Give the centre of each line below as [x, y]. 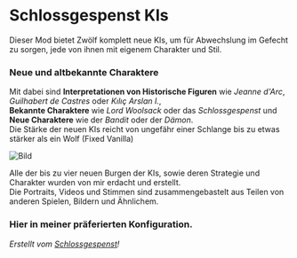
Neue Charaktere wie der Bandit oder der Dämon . [101, 120]
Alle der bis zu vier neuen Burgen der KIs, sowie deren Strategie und [135, 173]
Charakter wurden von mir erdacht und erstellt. [95, 183]
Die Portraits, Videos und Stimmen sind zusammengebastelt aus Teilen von [147, 192]
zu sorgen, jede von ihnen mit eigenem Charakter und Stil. [116, 49]
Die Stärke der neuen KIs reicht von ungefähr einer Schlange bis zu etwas [144, 129]
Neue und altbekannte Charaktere [84, 72]
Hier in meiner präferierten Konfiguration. [101, 224]
